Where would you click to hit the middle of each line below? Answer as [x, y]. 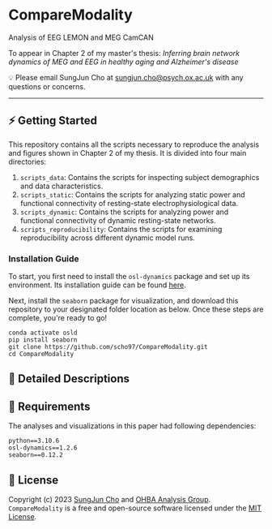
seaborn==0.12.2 [36, 455]
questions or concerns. [47, 86]
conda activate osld [43, 333]
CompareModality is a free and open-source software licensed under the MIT [135, 508]
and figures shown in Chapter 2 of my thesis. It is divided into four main [127, 153]
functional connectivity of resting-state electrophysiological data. [129, 203]
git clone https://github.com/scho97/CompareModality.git [108, 347]
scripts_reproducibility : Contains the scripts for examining [121, 229]
